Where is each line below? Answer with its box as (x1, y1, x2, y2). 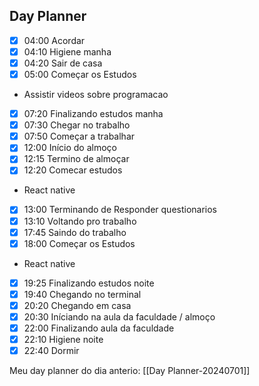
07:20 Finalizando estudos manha (23, 108, 164, 120)
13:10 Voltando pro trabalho (23, 215, 137, 227)
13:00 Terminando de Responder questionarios (23, 204, 218, 216)
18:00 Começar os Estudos (23, 237, 136, 249)
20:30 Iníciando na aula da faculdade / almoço (23, 310, 216, 323)
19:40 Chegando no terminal (23, 288, 142, 300)
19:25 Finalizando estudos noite (23, 277, 155, 289)
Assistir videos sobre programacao (23, 89, 169, 101)
